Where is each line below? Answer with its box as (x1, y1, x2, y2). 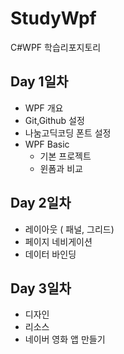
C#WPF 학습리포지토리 (10, 41, 102, 53)
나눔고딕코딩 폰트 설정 (24, 127, 112, 139)
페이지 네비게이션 (24, 235, 93, 247)
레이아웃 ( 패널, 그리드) (24, 223, 115, 235)
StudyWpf (10, 7, 97, 30)
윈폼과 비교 (39, 162, 83, 174)
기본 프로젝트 (39, 150, 92, 162)
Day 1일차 (10, 73, 69, 91)
